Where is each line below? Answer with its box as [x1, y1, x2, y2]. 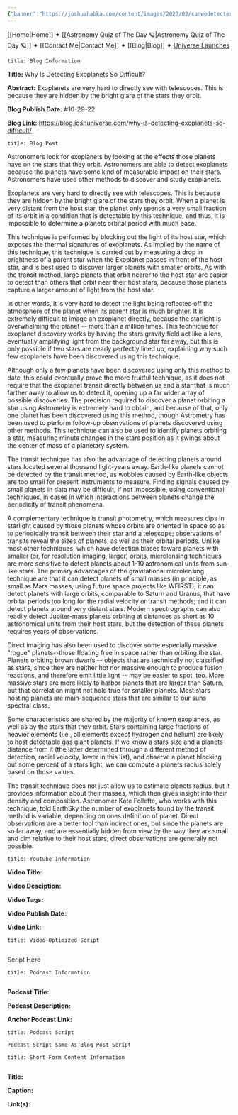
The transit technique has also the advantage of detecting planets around [7, 455, 222, 463]
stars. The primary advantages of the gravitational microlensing [18, 566, 205, 575]
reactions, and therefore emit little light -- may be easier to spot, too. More [7, 671, 225, 679]
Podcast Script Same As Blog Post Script [7, 1041, 132, 1048]
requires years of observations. [7, 627, 99, 635]
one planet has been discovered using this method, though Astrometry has [7, 411, 225, 419]
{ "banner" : [7, 10, 40, 18]
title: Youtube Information [7, 855, 91, 862]
